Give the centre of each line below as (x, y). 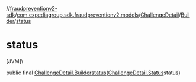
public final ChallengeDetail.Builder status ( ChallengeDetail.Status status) (93, 73)
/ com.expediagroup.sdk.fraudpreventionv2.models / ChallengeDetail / (98, 15)
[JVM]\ (15, 61)
